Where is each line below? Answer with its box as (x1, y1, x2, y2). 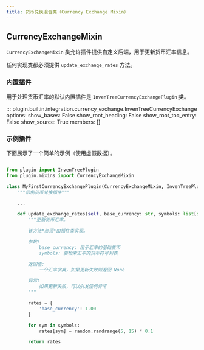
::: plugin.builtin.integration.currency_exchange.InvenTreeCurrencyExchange (6, 105, 197, 113)
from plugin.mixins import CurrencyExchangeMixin (6, 172, 135, 178)
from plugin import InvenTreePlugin (6, 167, 99, 173)
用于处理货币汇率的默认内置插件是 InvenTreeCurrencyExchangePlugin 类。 (6, 93, 189, 100)
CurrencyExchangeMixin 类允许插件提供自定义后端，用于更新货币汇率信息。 (6, 48, 193, 55)
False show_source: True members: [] (6, 118, 101, 125)
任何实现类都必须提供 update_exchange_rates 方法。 (6, 61, 136, 69)
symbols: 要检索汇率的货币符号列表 (38, 250, 118, 256)
